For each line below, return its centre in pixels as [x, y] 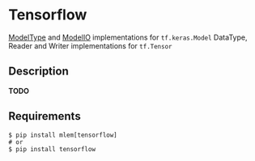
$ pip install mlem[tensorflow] [63, 135]
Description [38, 72]
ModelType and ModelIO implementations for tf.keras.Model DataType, [128, 37]
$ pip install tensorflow [52, 149]
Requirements [45, 116]
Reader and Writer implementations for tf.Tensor [90, 45]
